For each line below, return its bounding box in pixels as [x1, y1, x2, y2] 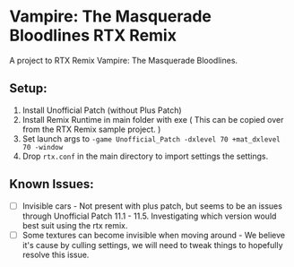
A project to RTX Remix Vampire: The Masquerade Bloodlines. [9, 55, 238, 65]
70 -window [22, 142, 64, 151]
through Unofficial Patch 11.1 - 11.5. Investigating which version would [22, 211, 277, 221]
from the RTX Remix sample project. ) [22, 124, 161, 134]
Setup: [9, 81, 48, 96]
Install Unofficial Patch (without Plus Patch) [22, 105, 182, 116]
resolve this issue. [22, 249, 90, 260]
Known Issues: [9, 177, 94, 192]
